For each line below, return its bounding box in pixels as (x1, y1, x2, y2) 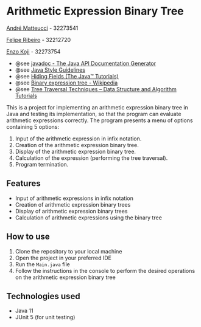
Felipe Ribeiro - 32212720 (6, 36, 71, 43)
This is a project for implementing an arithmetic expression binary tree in (6, 103, 189, 111)
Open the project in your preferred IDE (15, 254, 111, 261)
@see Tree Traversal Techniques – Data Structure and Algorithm (15, 85, 177, 92)
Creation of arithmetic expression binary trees (15, 201, 131, 208)
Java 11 (15, 307, 33, 314)
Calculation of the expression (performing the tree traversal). (15, 154, 168, 162)
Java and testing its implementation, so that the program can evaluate (6, 110, 182, 117)
